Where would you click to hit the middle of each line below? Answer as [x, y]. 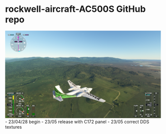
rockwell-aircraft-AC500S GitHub [75, 9]
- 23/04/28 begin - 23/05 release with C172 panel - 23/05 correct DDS [77, 122]
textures [14, 127]
